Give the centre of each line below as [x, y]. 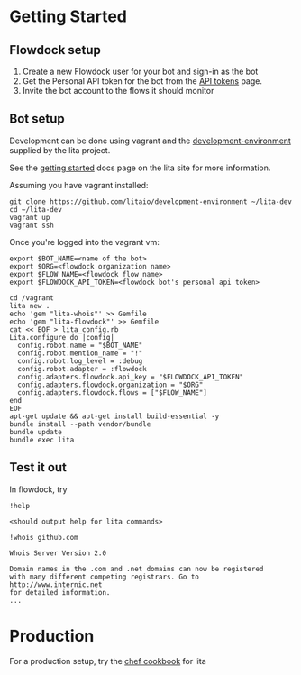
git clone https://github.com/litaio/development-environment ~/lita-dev [151, 201]
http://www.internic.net [56, 584]
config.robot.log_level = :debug [80, 361]
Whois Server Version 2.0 [58, 553]
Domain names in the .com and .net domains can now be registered [137, 569]
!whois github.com [44, 537]
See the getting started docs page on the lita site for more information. [140, 168]
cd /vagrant [32, 298]
